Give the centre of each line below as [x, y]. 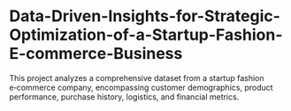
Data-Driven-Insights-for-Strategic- [145, 16]
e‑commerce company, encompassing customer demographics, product [141, 87]
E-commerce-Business [96, 54]
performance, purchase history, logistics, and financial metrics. [124, 96]
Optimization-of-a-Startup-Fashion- [146, 35]
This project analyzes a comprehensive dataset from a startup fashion [137, 78]
